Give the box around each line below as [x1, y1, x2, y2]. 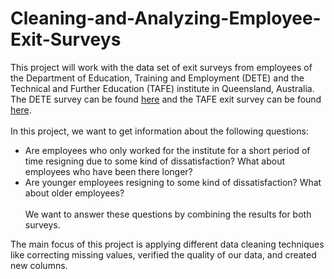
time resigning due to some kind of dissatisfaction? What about [24, 155, 286, 167]
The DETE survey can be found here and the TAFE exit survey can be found [10, 93, 322, 105]
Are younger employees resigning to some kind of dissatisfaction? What [24, 176, 322, 188]
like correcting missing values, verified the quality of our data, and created [10, 248, 317, 261]
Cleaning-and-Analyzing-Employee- [10, 7, 322, 30]
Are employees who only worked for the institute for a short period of [24, 144, 311, 156]
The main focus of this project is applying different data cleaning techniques [10, 238, 325, 250]
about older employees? [24, 187, 125, 199]
